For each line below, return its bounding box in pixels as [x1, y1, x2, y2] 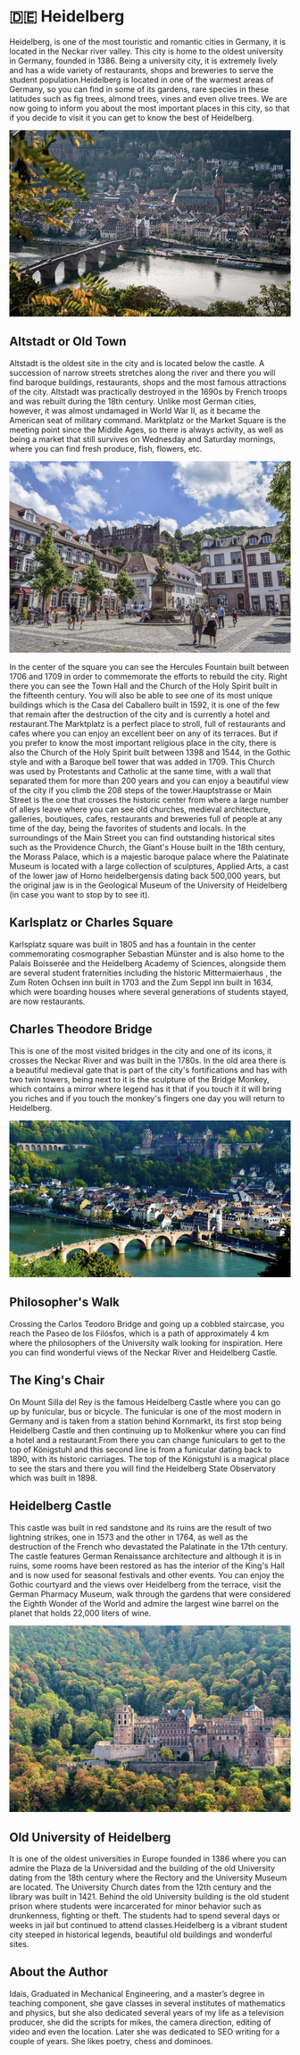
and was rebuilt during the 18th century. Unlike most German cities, [9, 396, 257, 406]
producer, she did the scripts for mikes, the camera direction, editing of [9, 2017, 271, 2027]
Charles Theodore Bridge [9, 1022, 153, 1037]
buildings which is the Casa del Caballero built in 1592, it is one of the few [9, 699, 280, 711]
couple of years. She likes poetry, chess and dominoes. [9, 2035, 213, 2046]
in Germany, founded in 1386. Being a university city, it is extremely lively [9, 55, 278, 66]
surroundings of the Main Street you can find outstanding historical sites [9, 832, 275, 843]
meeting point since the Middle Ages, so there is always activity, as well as [9, 424, 284, 435]
